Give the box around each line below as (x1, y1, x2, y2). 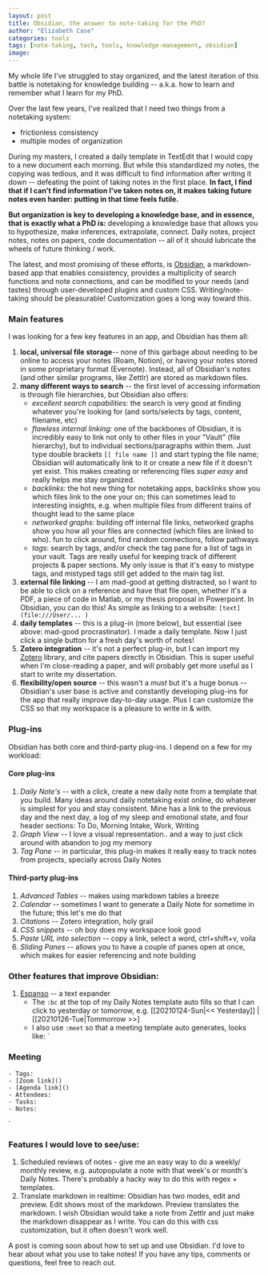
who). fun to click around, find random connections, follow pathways (31, 535, 259, 544)
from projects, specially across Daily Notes (19, 855, 162, 864)
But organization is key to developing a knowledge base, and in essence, (8, 210, 254, 219)
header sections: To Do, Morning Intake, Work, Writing (19, 820, 200, 830)
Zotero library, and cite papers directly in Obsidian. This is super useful (19, 653, 254, 662)
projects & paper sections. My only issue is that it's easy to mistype (31, 561, 254, 570)
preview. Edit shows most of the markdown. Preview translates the (19, 1200, 239, 1209)
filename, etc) (31, 415, 78, 425)
